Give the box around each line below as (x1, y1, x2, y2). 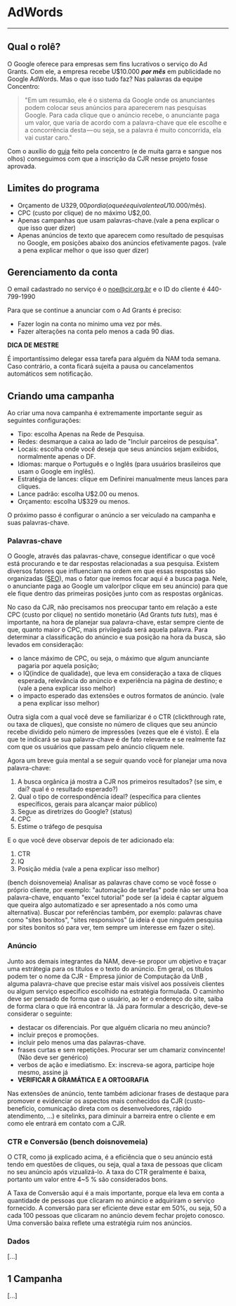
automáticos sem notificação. (7, 369, 93, 378)
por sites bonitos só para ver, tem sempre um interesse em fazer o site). (7, 923, 216, 932)
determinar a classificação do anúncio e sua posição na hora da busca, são (7, 633, 226, 641)
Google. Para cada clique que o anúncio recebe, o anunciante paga (24, 111, 220, 119)
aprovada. (7, 161, 37, 170)
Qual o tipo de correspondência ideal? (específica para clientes (17, 792, 202, 801)
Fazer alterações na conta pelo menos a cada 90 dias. (17, 327, 175, 335)
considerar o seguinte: (7, 1009, 72, 1018)
